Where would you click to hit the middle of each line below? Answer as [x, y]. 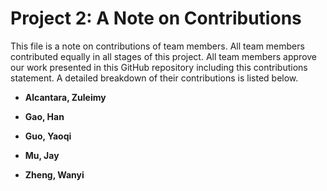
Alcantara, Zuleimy [65, 97]
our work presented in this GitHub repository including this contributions [159, 67]
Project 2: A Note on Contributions [156, 18]
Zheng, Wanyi [54, 174]
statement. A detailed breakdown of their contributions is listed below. [154, 78]
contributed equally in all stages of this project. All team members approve [164, 56]
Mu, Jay [42, 155]
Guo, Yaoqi [48, 136]
